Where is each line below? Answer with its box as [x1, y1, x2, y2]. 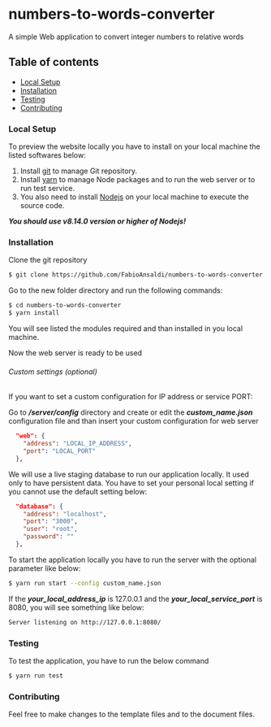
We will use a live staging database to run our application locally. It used [8, 469, 249, 479]
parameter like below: [8, 563, 81, 573]
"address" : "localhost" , [23, 510, 107, 518]
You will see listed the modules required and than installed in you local [8, 323, 243, 333]
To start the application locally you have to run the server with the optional [8, 555, 257, 564]
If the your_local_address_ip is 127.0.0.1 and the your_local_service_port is [8, 594, 263, 603]
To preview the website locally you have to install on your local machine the [8, 141, 261, 151]
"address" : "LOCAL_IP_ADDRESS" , [23, 440, 132, 448]
